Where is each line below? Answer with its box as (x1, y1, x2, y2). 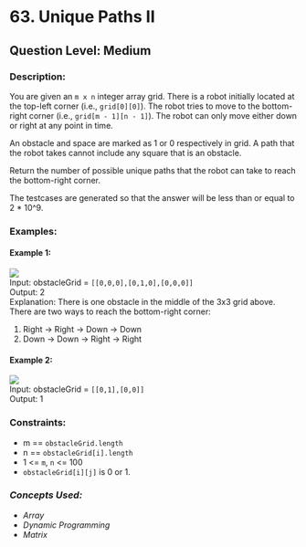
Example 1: (9, 247, 52, 258)
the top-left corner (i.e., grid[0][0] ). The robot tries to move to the (9, 100, 260, 111)
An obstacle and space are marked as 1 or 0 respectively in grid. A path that (9, 137, 295, 148)
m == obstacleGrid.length (22, 437, 123, 448)
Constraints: (9, 416, 67, 429)
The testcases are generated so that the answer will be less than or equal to (9, 192, 295, 203)
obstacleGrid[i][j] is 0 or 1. (22, 466, 131, 477)
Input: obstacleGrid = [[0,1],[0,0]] (9, 384, 144, 394)
